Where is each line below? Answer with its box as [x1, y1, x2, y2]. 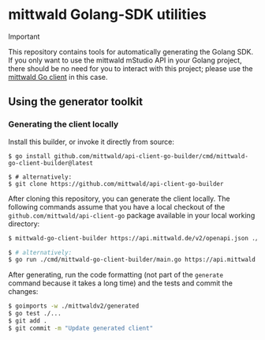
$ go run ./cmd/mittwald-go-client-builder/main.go [8, 255, 181, 264]
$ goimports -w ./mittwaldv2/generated [8, 302, 140, 310]
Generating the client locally [8, 119, 119, 130]
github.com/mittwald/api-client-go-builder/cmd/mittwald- [54, 152, 248, 160]
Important [8, 32, 40, 41]
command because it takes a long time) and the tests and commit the [8, 278, 233, 288]
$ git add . [8, 317, 47, 325]
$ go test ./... [8, 310, 62, 318]
